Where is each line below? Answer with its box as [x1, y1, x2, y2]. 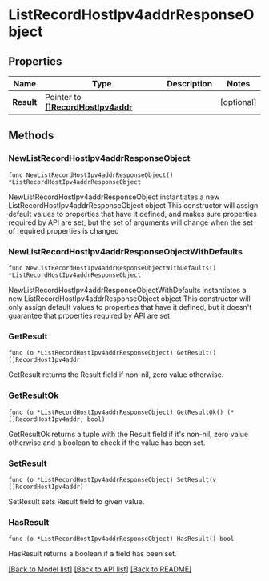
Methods [8, 129, 54, 142]
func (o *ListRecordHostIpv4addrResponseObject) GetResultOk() [8, 408, 224, 416]
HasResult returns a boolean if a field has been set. [8, 549, 178, 559]
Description [167, 78, 213, 89]
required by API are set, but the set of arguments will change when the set [8, 218, 254, 227]
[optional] [219, 97, 257, 107]
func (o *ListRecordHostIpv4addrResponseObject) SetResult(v [8, 475, 217, 483]
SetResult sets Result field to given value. [8, 496, 145, 506]
